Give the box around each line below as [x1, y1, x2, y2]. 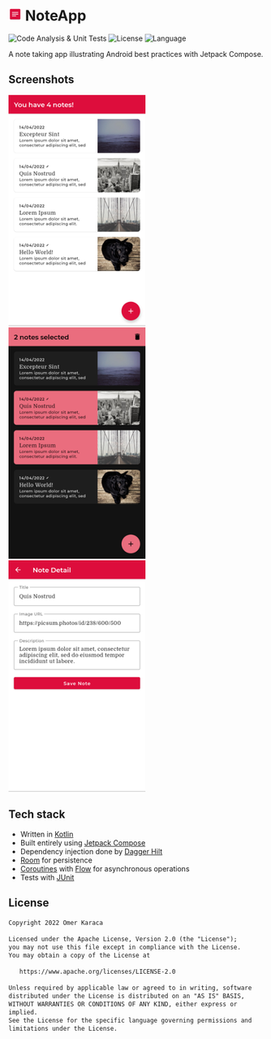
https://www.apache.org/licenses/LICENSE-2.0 [19, 967, 176, 976]
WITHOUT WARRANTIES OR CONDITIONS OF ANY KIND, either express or [8, 1000, 238, 1008]
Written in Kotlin [19, 829, 74, 839]
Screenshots [8, 72, 75, 87]
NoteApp [24, 7, 87, 25]
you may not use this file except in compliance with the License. [8, 943, 242, 951]
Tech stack [8, 808, 66, 822]
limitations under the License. [8, 1024, 118, 1032]
